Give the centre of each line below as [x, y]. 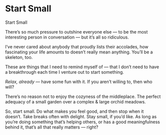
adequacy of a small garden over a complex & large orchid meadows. [76, 101]
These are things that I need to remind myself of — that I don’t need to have [82, 67]
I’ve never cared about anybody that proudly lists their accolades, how [77, 46]
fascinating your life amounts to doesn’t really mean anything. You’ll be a [79, 52]
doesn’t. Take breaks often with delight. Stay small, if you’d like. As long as [81, 116]
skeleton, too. [19, 57]
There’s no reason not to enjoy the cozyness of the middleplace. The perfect [83, 96]
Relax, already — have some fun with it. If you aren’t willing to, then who [79, 82]
